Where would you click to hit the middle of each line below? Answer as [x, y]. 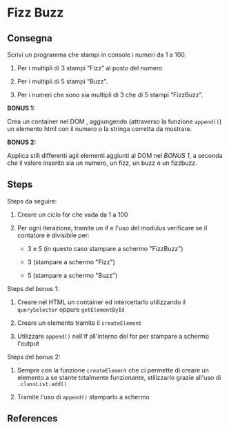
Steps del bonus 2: [34, 357]
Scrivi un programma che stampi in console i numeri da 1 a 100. [97, 54]
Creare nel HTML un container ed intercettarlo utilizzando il [101, 302]
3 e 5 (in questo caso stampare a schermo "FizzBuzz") [105, 248]
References [32, 419]
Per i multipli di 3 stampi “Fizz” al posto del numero [90, 68]
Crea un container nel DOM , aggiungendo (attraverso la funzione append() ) [114, 121]
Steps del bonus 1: [33, 288]
